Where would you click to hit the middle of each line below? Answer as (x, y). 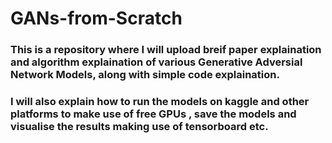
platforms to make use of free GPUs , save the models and (153, 114)
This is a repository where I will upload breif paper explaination (166, 50)
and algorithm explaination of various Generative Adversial (156, 62)
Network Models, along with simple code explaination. (145, 75)
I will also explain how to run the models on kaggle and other (160, 102)
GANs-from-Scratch (96, 18)
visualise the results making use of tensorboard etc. (139, 127)
